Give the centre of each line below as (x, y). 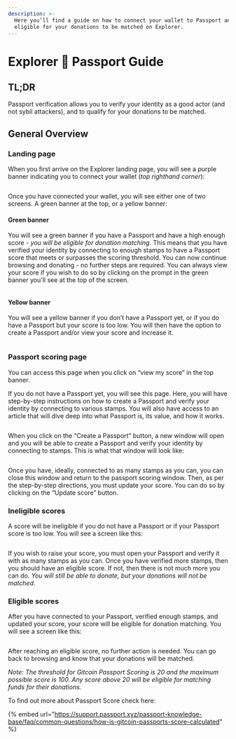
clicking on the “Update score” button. (63, 493)
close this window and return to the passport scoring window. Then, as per (116, 477)
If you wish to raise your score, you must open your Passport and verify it (114, 553)
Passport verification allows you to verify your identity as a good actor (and (117, 104)
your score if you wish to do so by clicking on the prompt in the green (108, 273)
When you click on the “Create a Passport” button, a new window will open (116, 435)
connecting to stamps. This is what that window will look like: (96, 451)
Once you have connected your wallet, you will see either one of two (107, 197)
